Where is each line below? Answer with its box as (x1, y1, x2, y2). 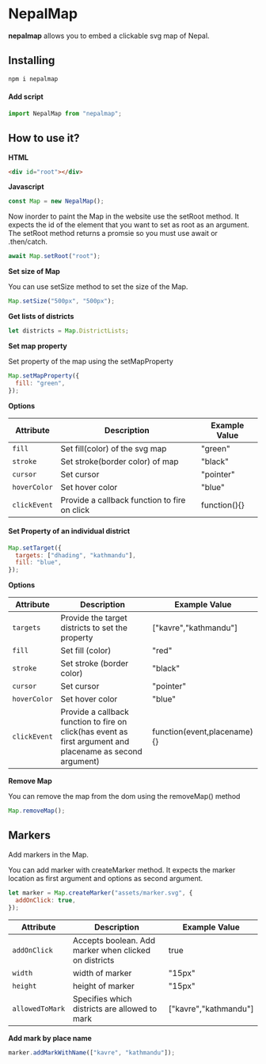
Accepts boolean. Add (72, 935, 156, 946)
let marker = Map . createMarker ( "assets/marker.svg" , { (8, 888, 193, 897)
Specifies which (72, 993, 132, 1004)
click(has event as (60, 726, 128, 737)
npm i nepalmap (8, 74, 59, 83)
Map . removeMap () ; (8, 807, 66, 815)
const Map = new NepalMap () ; (8, 197, 104, 206)
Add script (8, 92, 44, 101)
